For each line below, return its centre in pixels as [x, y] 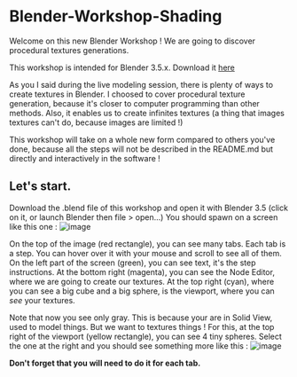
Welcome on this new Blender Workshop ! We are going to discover [132, 41]
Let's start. [40, 187]
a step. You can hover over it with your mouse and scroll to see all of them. [145, 253]
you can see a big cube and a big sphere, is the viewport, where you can [142, 291]
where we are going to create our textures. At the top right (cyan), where [142, 281]
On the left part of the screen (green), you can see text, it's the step [133, 263]
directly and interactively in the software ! [85, 158]
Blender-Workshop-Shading [116, 16]
